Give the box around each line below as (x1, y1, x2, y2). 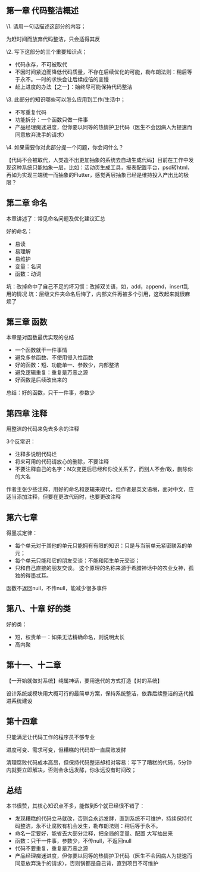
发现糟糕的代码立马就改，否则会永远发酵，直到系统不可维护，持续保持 (14, 815, 187, 822)
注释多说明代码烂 (14, 450, 57, 458)
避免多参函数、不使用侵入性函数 (14, 354, 93, 361)
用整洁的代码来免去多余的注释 (6, 425, 79, 432)
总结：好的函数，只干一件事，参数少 (6, 389, 95, 396)
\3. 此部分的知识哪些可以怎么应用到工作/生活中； (6, 96, 126, 103)
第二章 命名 (6, 198, 48, 208)
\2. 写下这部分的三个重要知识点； (6, 48, 87, 55)
